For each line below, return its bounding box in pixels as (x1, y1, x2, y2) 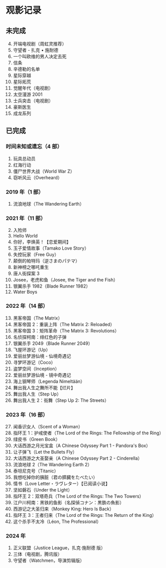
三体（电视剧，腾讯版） (13, 551, 62, 557)
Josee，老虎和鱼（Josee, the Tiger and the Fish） (13, 277, 118, 283)
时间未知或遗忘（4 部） (6, 143, 63, 150)
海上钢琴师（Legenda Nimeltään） (13, 378, 85, 384)
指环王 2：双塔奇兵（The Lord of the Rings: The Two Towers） (13, 493, 144, 499)
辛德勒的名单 (13, 66, 40, 72)
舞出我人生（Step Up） (13, 391, 61, 397)
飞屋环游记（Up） (13, 346, 51, 352)
